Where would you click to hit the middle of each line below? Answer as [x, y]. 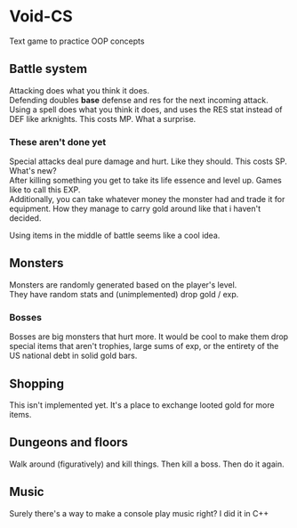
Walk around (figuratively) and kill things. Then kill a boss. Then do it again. [147, 464]
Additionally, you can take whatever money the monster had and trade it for [147, 199]
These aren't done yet [58, 142]
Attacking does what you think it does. [79, 90]
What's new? [33, 171]
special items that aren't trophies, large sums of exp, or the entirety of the [144, 346]
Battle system [48, 69]
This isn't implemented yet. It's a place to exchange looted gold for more [142, 405]
